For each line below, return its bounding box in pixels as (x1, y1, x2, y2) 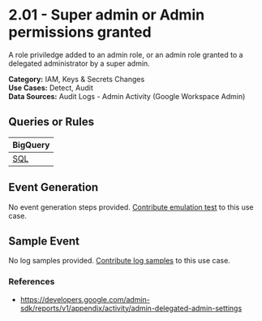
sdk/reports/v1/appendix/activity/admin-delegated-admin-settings (19, 303, 243, 313)
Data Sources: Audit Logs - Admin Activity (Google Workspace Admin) (8, 91, 246, 101)
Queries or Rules (8, 115, 95, 129)
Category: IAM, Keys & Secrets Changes (8, 74, 145, 84)
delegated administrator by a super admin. (8, 59, 150, 68)
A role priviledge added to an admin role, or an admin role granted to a (8, 50, 243, 59)
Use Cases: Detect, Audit (8, 83, 93, 93)
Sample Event (8, 234, 79, 248)
